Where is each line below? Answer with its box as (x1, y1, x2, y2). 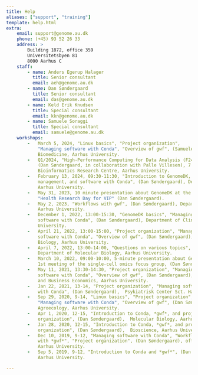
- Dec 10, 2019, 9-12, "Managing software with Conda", (27, 332, 173, 338)
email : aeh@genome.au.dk (32, 80, 94, 86)
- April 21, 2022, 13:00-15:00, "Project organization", (27, 228, 176, 234)
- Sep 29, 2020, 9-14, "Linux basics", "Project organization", (27, 294, 194, 300)
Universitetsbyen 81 (27, 53, 78, 58)
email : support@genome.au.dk (16, 31, 88, 37)
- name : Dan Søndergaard (27, 86, 88, 92)
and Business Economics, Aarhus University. (37, 278, 149, 283)
